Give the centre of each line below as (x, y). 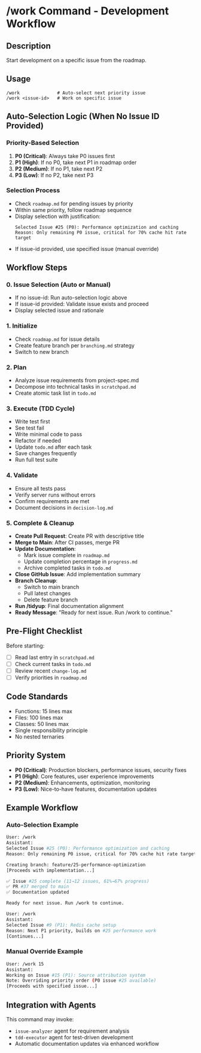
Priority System (36, 756)
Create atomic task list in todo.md (55, 393)
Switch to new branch (42, 352)
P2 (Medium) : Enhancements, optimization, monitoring (83, 782)
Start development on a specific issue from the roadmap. (76, 60)
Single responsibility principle (51, 730)
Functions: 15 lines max (44, 711)
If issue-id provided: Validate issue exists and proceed (82, 304)
